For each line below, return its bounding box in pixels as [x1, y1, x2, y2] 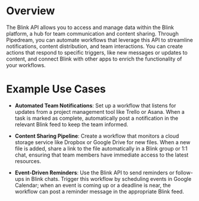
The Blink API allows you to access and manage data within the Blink [6, 24, 174, 31]
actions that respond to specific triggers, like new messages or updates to [6, 49, 188, 56]
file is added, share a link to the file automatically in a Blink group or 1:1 [14, 145, 188, 152]
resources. [14, 157, 42, 164]
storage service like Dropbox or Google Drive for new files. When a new [14, 138, 191, 146]
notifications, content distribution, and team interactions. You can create [6, 43, 183, 50]
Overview [6, 4, 55, 18]
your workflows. [6, 61, 46, 69]
